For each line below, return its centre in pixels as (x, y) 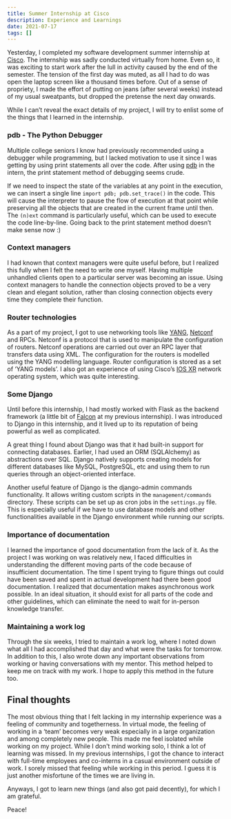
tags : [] (20, 33)
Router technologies (42, 317)
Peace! (17, 809)
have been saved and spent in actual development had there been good (109, 579)
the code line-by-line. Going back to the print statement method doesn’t (109, 223)
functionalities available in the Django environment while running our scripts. (116, 517)
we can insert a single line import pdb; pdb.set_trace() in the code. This (111, 193)
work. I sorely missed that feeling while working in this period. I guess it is (112, 768)
